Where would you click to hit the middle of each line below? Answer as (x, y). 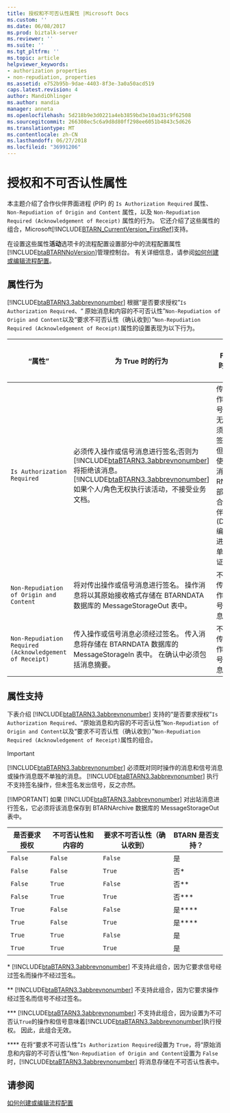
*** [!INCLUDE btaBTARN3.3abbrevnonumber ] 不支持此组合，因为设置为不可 (114, 1013)
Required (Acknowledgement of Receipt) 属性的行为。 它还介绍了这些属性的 (114, 221)
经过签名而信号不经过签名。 (46, 998)
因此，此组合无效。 (48, 1030)
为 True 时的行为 (142, 361)
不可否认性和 (73, 835)
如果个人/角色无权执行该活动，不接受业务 (140, 489)
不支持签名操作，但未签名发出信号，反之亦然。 (73, 784)
